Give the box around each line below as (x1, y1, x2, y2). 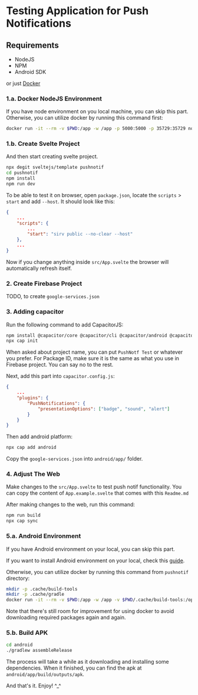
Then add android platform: (6, 433, 72, 441)
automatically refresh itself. (6, 265, 72, 272)
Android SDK (14, 68, 47, 75)
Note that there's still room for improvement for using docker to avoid (6, 608, 174, 615)
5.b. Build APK (6, 629, 48, 637)
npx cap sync (6, 518, 38, 524)
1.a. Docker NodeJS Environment (6, 94, 102, 103)
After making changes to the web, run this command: (6, 501, 136, 508)
